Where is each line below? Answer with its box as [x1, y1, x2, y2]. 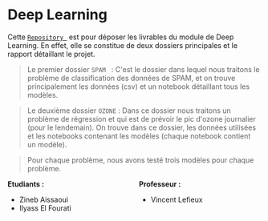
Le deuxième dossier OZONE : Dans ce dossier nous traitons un [26, 106, 232, 115]
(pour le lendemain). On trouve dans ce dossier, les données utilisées [26, 123, 257, 132]
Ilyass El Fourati [18, 203, 71, 213]
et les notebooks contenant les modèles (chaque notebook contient [26, 131, 251, 141]
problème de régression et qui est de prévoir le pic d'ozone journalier [26, 114, 256, 123]
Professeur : [139, 179, 181, 189]
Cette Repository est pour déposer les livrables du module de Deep [7, 32, 234, 42]
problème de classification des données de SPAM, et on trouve [26, 73, 236, 82]
